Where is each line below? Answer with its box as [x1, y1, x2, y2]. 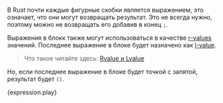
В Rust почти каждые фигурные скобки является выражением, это [7, 6, 204, 14]
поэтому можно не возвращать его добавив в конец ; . [7, 21, 169, 28]
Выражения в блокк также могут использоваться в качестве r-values [7, 34, 212, 42]
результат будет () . [7, 75, 65, 83]
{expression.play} [7, 89, 57, 96]
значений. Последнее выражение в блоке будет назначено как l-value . [7, 41, 217, 49]
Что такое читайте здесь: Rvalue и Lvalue [23, 54, 145, 62]
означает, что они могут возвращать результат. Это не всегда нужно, [7, 13, 213, 21]
